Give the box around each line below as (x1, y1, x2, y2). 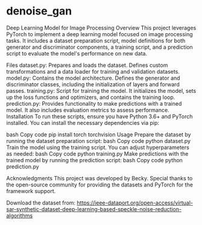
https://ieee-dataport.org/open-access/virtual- (77, 199, 193, 206)
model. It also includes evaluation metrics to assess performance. (6, 106, 170, 113)
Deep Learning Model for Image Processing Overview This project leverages (6, 24, 197, 31)
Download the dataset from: (6, 199, 76, 206)
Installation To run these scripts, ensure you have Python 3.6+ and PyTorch (6, 113, 193, 120)
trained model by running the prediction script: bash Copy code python (6, 156, 183, 163)
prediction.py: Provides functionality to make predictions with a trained (6, 100, 182, 107)
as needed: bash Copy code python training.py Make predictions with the (6, 150, 189, 157)
